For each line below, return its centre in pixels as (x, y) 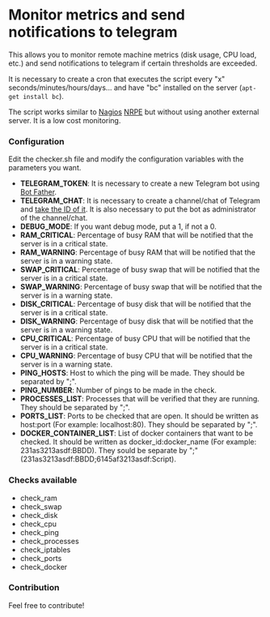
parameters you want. (45, 168)
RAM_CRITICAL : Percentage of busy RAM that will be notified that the (137, 235)
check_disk (39, 515)
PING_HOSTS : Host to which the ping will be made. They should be (132, 373)
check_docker (44, 567)
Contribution (34, 588)
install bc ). (44, 96)
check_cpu (38, 524)
